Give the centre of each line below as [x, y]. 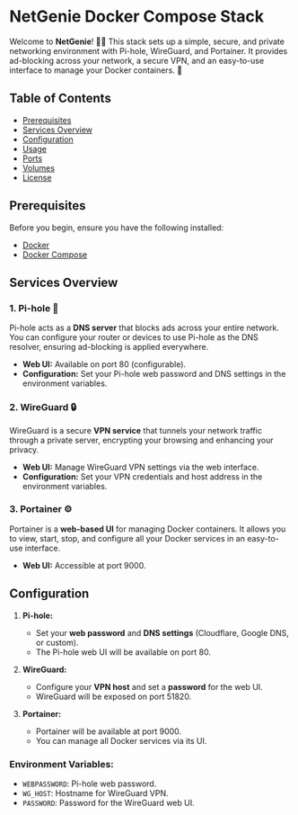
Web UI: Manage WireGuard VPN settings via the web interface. [140, 467]
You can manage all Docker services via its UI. [121, 740]
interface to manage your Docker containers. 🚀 [96, 70]
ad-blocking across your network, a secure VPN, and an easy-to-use [137, 60]
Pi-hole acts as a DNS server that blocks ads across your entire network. [145, 328]
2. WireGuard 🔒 [43, 407]
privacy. [24, 449]
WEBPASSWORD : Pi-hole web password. [89, 784]
